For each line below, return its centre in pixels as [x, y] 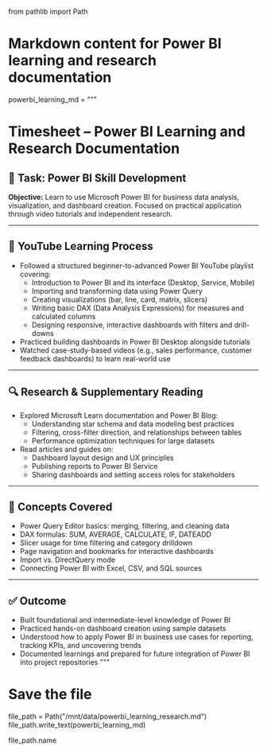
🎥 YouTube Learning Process [81, 246]
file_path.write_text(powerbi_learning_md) [77, 725]
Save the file [50, 694]
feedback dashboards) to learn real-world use [95, 358]
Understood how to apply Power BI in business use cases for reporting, [136, 637]
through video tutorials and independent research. [91, 213]
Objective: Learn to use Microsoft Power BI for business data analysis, [124, 197]
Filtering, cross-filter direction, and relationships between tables [137, 432]
